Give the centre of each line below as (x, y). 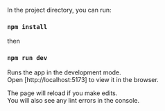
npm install (27, 27)
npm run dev (27, 58)
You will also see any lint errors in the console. (73, 100)
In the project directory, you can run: (59, 10)
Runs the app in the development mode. (64, 72)
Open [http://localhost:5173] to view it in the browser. (83, 79)
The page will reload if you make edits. (62, 93)
